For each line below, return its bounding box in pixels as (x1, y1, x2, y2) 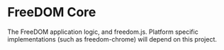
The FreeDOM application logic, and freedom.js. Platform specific (7, 27, 198, 36)
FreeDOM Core (7, 4, 96, 20)
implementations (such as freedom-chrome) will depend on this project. (7, 35, 218, 43)
